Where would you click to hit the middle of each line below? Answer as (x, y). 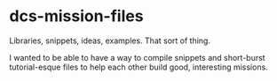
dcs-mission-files (76, 16)
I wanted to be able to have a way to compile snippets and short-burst (137, 57)
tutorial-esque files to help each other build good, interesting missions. (138, 67)
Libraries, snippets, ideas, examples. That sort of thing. (110, 40)
